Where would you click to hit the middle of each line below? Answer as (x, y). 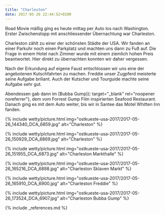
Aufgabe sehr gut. (23, 84)
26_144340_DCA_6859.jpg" (33, 124)
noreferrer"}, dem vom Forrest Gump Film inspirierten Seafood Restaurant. (81, 99)
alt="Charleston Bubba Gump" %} (95, 198)
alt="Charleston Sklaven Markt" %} (96, 169)
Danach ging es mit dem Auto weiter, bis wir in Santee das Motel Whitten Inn (82, 104)
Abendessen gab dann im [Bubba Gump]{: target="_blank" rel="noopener (80, 94)
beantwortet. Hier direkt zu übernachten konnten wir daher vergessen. (77, 59)
